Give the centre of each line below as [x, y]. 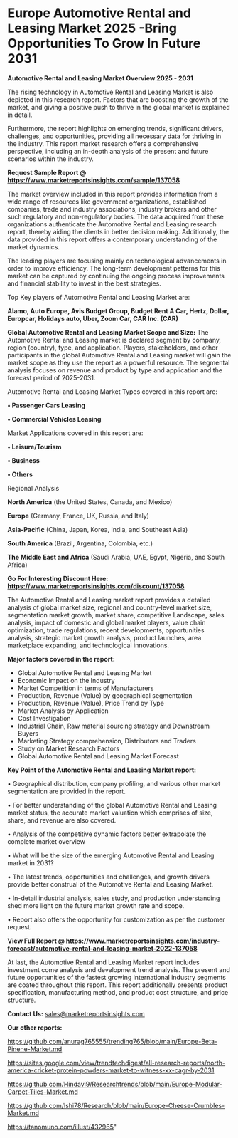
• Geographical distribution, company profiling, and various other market [114, 783]
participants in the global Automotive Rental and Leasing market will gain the [119, 355]
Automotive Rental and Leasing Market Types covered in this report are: [113, 391]
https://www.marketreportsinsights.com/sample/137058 [94, 180]
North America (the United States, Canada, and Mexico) [90, 502]
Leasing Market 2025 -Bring [92, 28]
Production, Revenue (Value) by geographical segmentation [105, 695]
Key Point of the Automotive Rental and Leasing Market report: [102, 770]
